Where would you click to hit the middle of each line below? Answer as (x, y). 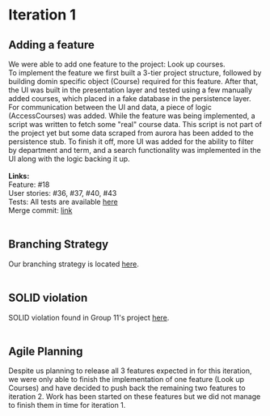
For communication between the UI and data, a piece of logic (110, 107)
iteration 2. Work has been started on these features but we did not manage (135, 397)
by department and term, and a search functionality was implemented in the (135, 150)
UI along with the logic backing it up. (70, 159)
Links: (19, 176)
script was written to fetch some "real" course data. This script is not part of (135, 124)
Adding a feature (51, 45)
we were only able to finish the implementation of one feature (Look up (127, 380)
